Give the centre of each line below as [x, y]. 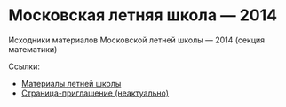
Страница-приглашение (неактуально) [95, 93]
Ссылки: [24, 66]
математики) [33, 49]
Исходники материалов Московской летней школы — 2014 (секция [137, 40]
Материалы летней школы [71, 83]
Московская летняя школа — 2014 [143, 15]
